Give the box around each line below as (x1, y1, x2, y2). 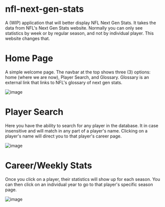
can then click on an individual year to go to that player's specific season (5, 181, 153, 187)
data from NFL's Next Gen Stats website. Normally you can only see (5, 25, 143, 31)
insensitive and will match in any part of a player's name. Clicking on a (5, 128, 148, 134)
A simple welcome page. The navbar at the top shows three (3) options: (5, 69, 151, 75)
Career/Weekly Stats (5, 160, 93, 171)
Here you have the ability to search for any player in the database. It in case (5, 122, 159, 129)
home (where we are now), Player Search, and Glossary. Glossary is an (5, 74, 149, 80)
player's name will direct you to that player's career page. (5, 133, 122, 139)
